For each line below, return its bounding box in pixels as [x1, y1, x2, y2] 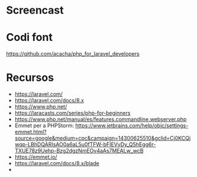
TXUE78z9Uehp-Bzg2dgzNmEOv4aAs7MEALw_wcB [14, 147, 144, 155]
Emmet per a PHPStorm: [14, 122, 75, 129]
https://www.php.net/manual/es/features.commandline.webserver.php [14, 116, 187, 123]
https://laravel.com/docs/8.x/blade [14, 160, 99, 167]
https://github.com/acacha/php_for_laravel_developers [6, 50, 140, 57]
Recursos [6, 71, 54, 85]
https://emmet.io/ [14, 153, 57, 160]
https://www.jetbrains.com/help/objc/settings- [75, 122, 189, 129]
